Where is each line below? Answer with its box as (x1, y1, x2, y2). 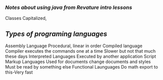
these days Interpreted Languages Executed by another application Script (5, 54, 157, 60)
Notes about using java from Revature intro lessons (5, 4, 133, 11)
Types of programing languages (5, 29, 108, 38)
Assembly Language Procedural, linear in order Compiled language (5, 43, 143, 49)
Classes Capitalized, (5, 15, 47, 21)
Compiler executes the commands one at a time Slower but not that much (5, 48, 156, 54)
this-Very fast (5, 69, 33, 76)
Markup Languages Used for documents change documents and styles (5, 59, 151, 65)
